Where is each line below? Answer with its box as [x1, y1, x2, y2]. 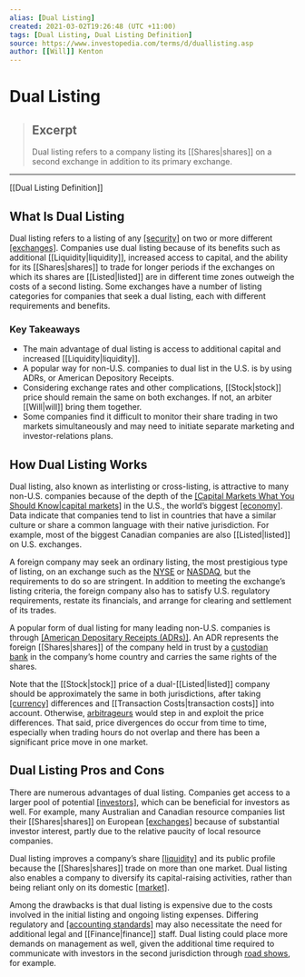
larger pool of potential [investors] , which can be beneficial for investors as [9, 796, 290, 807]
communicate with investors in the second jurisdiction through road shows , [9, 947, 290, 959]
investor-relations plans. [22, 431, 113, 442]
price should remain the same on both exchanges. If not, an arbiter [22, 392, 272, 403]
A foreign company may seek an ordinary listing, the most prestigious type [9, 556, 289, 568]
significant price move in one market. [9, 737, 149, 748]
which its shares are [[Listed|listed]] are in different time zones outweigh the [9, 271, 295, 282]
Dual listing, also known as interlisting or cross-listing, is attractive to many [9, 481, 289, 492]
